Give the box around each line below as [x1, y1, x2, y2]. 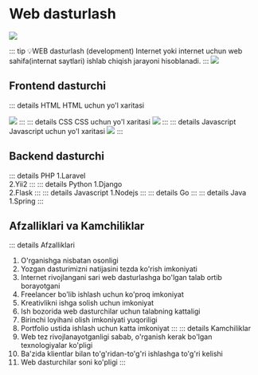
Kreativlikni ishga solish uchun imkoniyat [20, 298, 154, 308]
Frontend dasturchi [9, 79, 107, 93]
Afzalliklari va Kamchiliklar [9, 219, 145, 232]
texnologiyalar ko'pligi [20, 341, 93, 350]
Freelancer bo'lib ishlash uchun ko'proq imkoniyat [20, 290, 184, 299]
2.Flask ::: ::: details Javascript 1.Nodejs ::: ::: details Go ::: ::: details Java [9, 187, 247, 197]
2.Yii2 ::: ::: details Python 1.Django [9, 179, 123, 188]
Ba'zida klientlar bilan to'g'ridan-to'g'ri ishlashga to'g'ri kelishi [20, 349, 224, 359]
